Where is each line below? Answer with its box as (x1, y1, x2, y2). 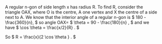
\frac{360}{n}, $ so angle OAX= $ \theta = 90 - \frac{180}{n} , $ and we (5, 19, 150, 25)
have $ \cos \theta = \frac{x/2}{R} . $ (5, 25, 80, 30)
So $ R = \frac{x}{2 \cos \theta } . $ (5, 34, 76, 40)
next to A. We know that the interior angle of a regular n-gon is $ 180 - (5, 15, 146, 20)
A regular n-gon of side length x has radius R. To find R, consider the (5, 4, 143, 10)
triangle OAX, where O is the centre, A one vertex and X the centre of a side (5, 9, 158, 15)
